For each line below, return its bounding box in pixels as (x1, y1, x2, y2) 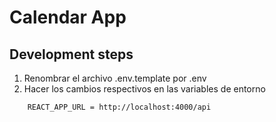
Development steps (9, 46, 134, 63)
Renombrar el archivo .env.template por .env (23, 72, 207, 84)
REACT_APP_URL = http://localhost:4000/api (27, 102, 212, 112)
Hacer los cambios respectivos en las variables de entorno (23, 83, 266, 95)
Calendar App (9, 6, 127, 29)
